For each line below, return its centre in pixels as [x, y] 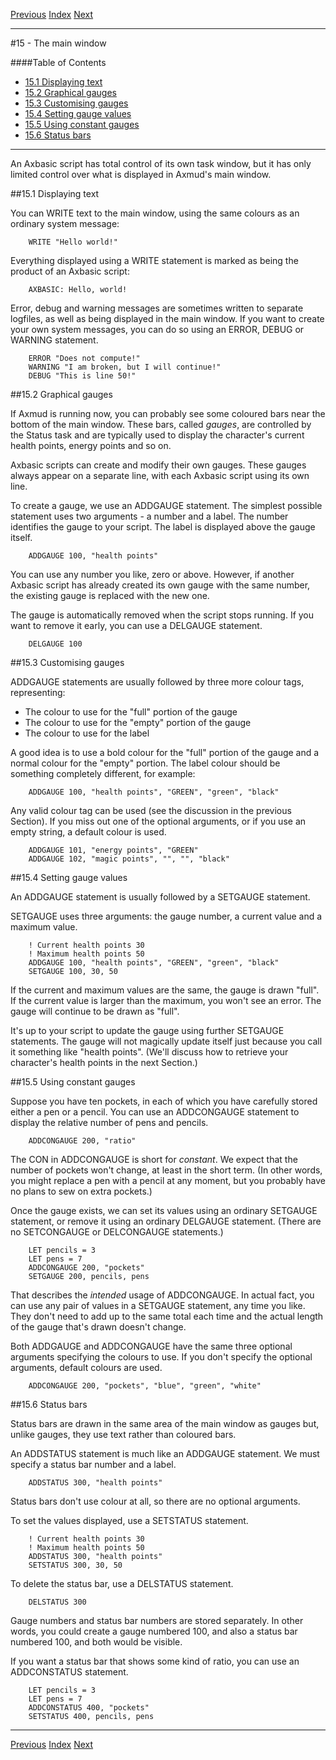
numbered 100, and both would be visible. [96, 1642]
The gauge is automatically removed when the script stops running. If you [162, 615]
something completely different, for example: [103, 773]
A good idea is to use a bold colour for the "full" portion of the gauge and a [165, 752]
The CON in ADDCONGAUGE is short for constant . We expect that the [154, 1159]
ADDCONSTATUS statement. [69, 1672]
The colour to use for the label [87, 733]
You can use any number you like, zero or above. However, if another [152, 574]
